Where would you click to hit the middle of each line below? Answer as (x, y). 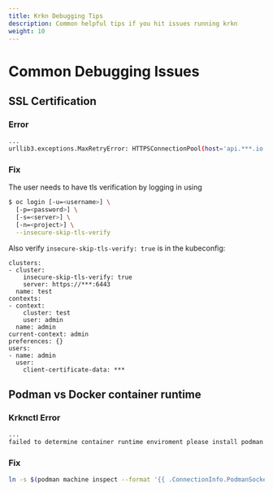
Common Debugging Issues (104, 71)
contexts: (25, 298)
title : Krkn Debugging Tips (56, 16)
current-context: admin (49, 334)
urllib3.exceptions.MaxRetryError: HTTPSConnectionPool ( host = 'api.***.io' (138, 149)
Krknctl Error (35, 417)
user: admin (43, 320)
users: (19, 348)
